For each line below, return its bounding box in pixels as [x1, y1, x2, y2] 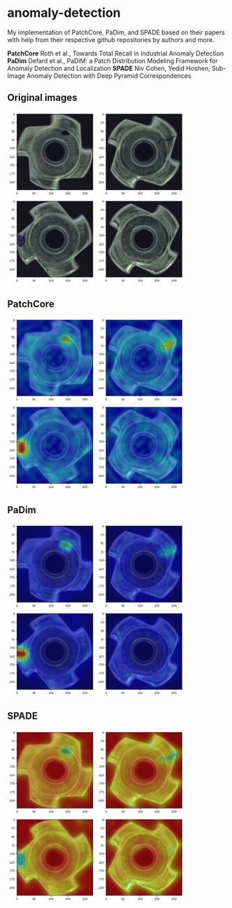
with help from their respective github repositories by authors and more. [7, 35, 215, 43]
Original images [7, 92, 78, 104]
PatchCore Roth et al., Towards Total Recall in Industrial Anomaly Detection [7, 49, 224, 57]
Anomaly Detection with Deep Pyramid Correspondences [27, 72, 191, 80]
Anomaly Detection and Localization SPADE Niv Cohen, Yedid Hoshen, [7, 64, 211, 72]
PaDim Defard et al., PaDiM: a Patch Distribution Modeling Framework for [7, 56, 218, 65]
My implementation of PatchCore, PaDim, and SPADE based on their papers [7, 28, 225, 36]
